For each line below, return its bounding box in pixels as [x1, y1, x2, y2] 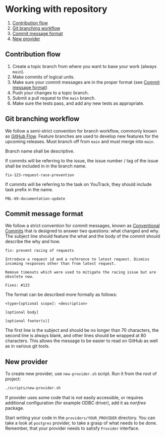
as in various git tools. [5, 343, 50, 349]
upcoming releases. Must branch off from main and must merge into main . [5, 138, 155, 145]
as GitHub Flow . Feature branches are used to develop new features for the [5, 133, 159, 139]
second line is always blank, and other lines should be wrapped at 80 [5, 333, 146, 339]
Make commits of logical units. [12, 73, 75, 80]
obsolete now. [5, 274, 35, 279]
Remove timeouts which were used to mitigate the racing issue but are [5, 270, 156, 275]
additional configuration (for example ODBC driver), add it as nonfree [5, 400, 146, 406]
